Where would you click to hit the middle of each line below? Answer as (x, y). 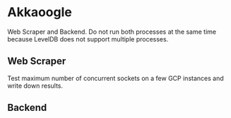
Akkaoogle (40, 12)
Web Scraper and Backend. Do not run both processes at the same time (112, 32)
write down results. (35, 86)
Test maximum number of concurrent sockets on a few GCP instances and (115, 78)
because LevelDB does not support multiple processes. (88, 39)
